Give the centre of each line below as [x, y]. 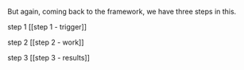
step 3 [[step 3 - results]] [49, 58]
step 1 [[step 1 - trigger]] [47, 27]
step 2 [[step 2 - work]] [46, 42]
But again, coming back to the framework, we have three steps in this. [122, 12]
